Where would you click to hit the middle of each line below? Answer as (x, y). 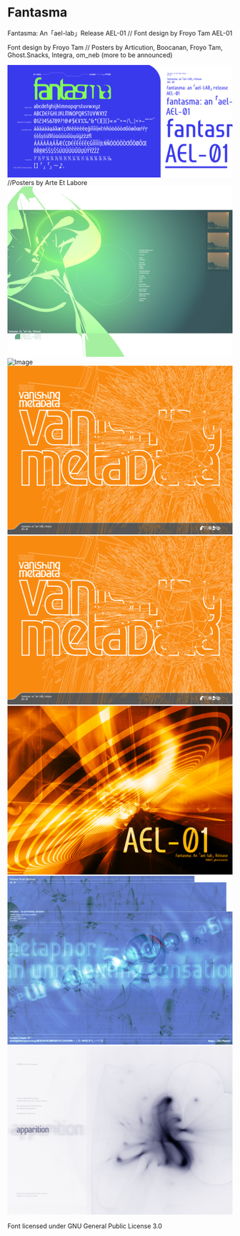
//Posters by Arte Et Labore (47, 182)
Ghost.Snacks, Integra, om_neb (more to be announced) (90, 55)
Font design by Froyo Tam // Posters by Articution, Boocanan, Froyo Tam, (115, 47)
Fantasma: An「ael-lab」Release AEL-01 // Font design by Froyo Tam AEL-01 (120, 33)
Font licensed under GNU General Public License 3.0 (85, 1226)
